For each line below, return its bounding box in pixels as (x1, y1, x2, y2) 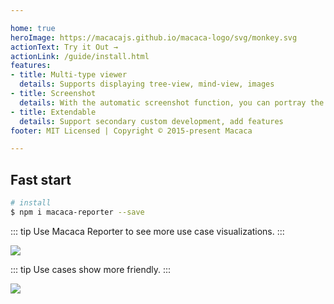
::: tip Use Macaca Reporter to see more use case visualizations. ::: (10, 225, 285, 237)
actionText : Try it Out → (10, 42, 118, 52)
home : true (10, 23, 56, 33)
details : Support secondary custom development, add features (19, 116, 284, 126)
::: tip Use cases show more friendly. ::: (10, 263, 172, 275)
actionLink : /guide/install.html (10, 51, 150, 61)
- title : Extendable (10, 107, 97, 117)
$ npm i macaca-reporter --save (10, 207, 145, 217)
